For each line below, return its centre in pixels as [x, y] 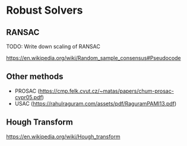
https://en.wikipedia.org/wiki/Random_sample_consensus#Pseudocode [93, 58]
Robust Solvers [45, 10]
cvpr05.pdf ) [29, 97]
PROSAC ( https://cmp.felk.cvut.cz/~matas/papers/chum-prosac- [94, 91]
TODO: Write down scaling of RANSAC [53, 46]
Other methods [35, 77]
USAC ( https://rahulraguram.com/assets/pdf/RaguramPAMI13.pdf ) [96, 103]
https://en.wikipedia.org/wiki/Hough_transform [63, 137]
